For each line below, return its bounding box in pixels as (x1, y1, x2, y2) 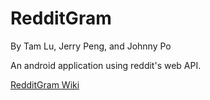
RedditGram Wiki (10, 78, 80, 91)
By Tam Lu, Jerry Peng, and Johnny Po (10, 40, 172, 52)
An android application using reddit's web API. (10, 59, 202, 71)
